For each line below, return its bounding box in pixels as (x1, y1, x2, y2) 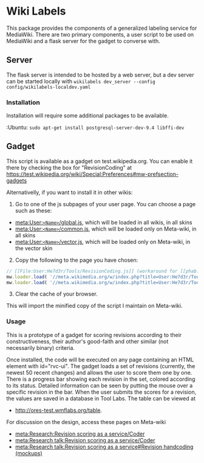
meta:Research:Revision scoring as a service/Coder (15, 430, 145, 437)
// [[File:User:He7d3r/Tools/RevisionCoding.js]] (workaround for (6, 268, 178, 274)
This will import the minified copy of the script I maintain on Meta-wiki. (6, 302, 183, 310)
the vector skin (15, 245, 53, 252)
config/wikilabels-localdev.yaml (6, 84, 91, 90)
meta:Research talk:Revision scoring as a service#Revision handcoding (15, 443, 194, 450)
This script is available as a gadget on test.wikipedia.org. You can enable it (6, 157, 193, 165)
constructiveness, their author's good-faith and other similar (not (6, 338, 169, 345)
